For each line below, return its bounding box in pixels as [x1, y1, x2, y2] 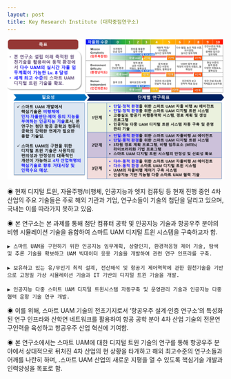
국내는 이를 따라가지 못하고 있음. [7, 204, 94, 213]
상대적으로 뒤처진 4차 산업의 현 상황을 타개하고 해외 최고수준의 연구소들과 [25, 347, 223, 356]
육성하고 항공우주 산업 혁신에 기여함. [30, 324, 129, 332]
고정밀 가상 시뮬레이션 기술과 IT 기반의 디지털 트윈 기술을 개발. [19, 272, 180, 279]
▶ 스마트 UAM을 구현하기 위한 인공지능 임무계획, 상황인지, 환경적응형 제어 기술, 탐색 [7, 243, 219, 250]
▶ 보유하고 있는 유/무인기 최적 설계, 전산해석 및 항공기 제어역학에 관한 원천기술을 [7, 264, 212, 272]
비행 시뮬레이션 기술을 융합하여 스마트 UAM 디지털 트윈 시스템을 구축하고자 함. [7, 228, 219, 236]
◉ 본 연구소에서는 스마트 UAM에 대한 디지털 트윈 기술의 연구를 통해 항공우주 [7, 338, 213, 347]
